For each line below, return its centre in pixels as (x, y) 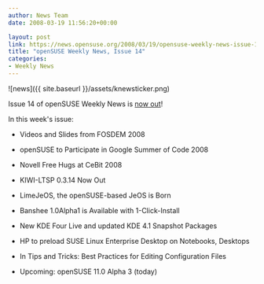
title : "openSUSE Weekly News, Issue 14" (77, 52)
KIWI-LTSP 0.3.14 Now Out (62, 180)
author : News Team (38, 15)
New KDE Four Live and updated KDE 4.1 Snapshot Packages (118, 226)
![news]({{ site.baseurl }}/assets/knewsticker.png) (89, 88)
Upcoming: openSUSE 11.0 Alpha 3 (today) (88, 271)
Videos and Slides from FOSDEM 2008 (82, 134)
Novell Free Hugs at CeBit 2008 (71, 164)
